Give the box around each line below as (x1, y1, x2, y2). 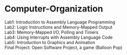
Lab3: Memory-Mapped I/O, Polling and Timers (4, 29, 99, 35)
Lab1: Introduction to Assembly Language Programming (4, 19, 115, 25)
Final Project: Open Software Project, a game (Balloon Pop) (4, 44, 123, 50)
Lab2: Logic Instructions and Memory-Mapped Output (4, 24, 112, 30)
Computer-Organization (4, 3, 103, 14)
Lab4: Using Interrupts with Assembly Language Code (4, 34, 113, 40)
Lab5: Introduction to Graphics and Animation (4, 39, 95, 45)
